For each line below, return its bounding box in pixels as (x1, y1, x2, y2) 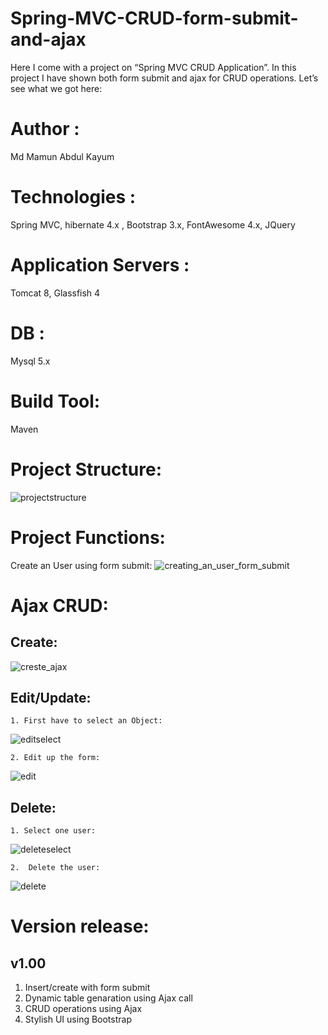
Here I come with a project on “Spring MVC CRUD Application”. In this (10, 61, 297, 73)
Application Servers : (10, 254, 190, 276)
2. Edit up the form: (10, 753, 101, 763)
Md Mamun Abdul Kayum (10, 150, 115, 162)
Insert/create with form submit (24, 982, 151, 994)
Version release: (10, 915, 150, 938)
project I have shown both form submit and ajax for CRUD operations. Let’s (10, 72, 319, 84)
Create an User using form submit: (10, 559, 153, 571)
